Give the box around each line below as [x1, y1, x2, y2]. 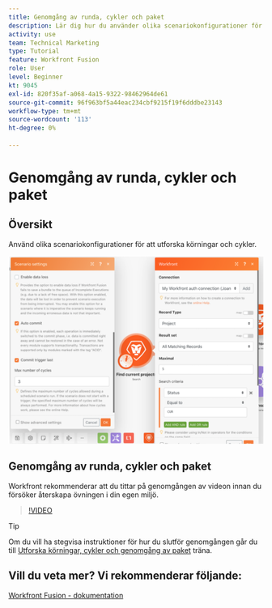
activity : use [8, 30, 57, 38]
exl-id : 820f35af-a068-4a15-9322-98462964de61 [8, 90, 168, 98]
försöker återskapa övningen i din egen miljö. [8, 490, 159, 500]
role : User [8, 65, 45, 73]
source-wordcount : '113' [8, 116, 92, 124]
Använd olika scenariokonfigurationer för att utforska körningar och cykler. [8, 239, 257, 249]
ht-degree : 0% [8, 124, 57, 133]
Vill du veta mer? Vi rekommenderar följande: [8, 569, 242, 583]
